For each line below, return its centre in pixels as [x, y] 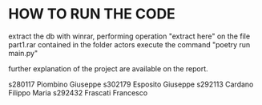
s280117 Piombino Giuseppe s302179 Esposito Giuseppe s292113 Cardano [131, 84]
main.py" [23, 53]
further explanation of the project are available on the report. [108, 68]
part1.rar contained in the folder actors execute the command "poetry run [129, 44]
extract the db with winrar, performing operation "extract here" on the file [129, 36]
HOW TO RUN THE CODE [92, 14]
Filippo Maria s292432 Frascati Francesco [78, 92]
